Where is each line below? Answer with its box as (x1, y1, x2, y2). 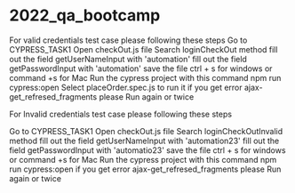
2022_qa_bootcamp (9, 5, 161, 26)
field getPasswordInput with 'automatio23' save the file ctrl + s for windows (9, 144, 286, 156)
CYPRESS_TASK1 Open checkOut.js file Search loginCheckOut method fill (9, 44, 278, 54)
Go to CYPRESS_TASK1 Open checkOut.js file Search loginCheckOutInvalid (9, 125, 283, 136)
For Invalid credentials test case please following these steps (9, 109, 233, 119)
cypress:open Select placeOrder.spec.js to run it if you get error (9, 82, 243, 92)
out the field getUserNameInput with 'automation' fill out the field (9, 53, 247, 64)
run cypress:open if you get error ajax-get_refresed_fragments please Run (9, 164, 282, 174)
